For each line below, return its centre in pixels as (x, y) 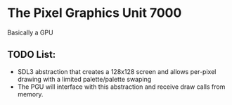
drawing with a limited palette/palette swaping (84, 79)
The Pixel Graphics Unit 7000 (95, 13)
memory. (30, 94)
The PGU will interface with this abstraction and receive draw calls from (121, 87)
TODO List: (32, 55)
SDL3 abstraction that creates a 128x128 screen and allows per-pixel (117, 71)
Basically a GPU (31, 32)
